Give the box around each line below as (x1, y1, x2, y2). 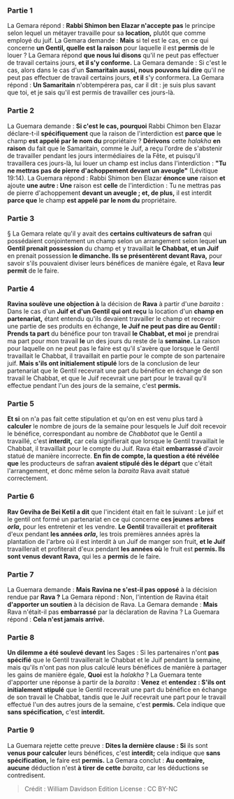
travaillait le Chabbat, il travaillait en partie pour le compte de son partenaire (7, 352, 226, 360)
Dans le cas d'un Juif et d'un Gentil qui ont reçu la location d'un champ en (7, 307, 224, 316)
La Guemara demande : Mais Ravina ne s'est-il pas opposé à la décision (7, 586, 217, 594)
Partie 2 (7, 106, 35, 115)
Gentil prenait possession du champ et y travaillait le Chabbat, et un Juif (7, 244, 219, 252)
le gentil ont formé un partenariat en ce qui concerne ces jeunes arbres (7, 514, 214, 523)
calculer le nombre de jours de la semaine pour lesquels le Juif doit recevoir (7, 422, 227, 431)
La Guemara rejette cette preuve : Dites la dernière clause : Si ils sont (7, 741, 208, 749)
